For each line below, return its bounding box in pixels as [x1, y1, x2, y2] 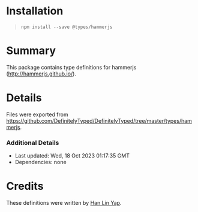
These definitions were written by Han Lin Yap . [6, 199, 122, 207]
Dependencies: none [14, 159, 67, 166]
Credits [6, 180, 44, 193]
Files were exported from [6, 111, 68, 118]
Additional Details [6, 138, 59, 147]
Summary [6, 44, 56, 57]
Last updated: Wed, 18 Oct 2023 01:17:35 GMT [14, 152, 130, 159]
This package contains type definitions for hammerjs [6, 63, 137, 71]
